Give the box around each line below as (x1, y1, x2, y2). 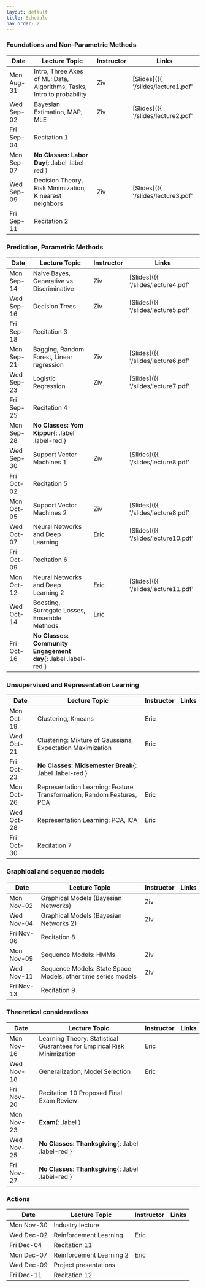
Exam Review (39, 1096, 78, 1105)
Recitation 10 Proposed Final (39, 1089, 123, 1097)
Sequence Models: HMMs (40, 950, 115, 959)
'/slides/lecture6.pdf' (129, 356, 190, 365)
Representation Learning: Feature (37, 783, 134, 791)
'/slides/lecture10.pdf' (129, 534, 194, 542)
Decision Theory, (33, 176, 83, 184)
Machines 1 (32, 458, 67, 466)
